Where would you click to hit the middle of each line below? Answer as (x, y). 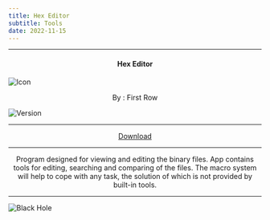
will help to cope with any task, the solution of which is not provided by (135, 176)
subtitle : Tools (35, 23)
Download (135, 136)
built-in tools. (135, 185)
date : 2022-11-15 (37, 31)
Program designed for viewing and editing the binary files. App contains (135, 159)
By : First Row (135, 97)
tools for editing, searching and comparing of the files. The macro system (135, 167)
